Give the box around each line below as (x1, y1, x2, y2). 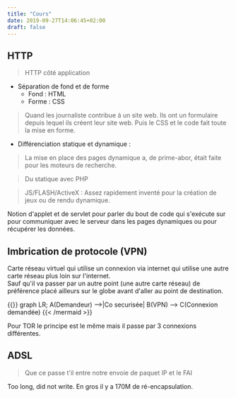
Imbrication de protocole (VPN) (7, 245, 148, 257)
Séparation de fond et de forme (17, 82, 110, 91)
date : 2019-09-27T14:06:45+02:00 (7, 17, 106, 24)
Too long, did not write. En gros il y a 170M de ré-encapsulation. (7, 382, 193, 390)
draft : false (7, 23, 46, 30)
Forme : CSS (28, 97, 65, 106)
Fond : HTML (28, 90, 66, 98)
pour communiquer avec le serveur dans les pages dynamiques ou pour (7, 217, 217, 226)
